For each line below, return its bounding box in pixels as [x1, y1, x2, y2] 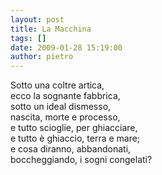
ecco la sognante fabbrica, [10, 90, 121, 102]
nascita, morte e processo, [10, 111, 121, 123]
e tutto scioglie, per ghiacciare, [10, 122, 138, 134]
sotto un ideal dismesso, [10, 101, 112, 113]
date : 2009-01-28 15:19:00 [10, 42, 123, 53]
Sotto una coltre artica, [10, 79, 105, 91]
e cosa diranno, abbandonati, [10, 143, 132, 155]
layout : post [10, 14, 65, 25]
